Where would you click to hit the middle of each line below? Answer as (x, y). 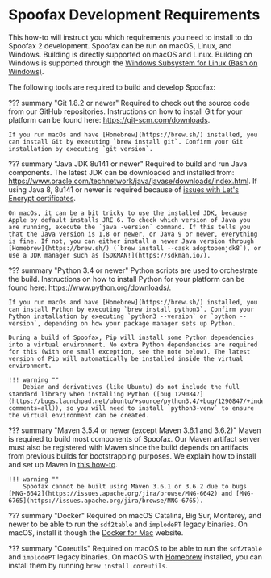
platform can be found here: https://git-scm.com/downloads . (109, 119)
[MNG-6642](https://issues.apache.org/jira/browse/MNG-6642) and (120, 493)
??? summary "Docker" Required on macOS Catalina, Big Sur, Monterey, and (135, 515)
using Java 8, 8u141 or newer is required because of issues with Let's (124, 189)
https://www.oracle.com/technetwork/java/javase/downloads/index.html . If (133, 181)
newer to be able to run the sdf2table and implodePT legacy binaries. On (128, 524)
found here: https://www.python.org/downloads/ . (90, 287)
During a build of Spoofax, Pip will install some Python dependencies (131, 337)
